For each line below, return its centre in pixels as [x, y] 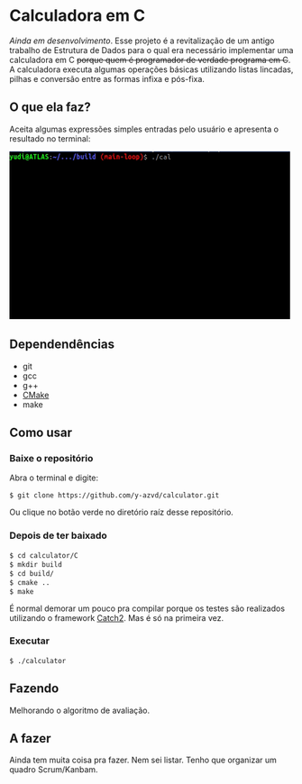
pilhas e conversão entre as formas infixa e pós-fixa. [107, 78]
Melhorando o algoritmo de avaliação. [80, 710]
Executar [29, 641]
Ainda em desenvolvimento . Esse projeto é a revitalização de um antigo [142, 41]
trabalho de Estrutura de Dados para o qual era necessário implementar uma [151, 50]
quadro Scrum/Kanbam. [54, 770]
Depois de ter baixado [59, 535]
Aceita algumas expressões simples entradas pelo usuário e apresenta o [144, 129]
